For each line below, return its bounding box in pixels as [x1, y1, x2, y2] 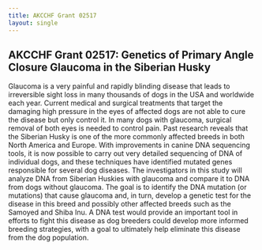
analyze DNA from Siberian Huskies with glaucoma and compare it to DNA [8, 174, 250, 184]
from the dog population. [8, 233, 89, 242]
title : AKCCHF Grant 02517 [8, 11, 97, 20]
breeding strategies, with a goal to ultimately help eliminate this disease [8, 225, 241, 234]
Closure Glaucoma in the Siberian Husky [8, 60, 211, 74]
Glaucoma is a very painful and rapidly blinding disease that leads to [8, 81, 230, 91]
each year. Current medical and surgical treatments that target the [8, 98, 223, 108]
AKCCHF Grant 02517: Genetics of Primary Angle [8, 48, 254, 62]
